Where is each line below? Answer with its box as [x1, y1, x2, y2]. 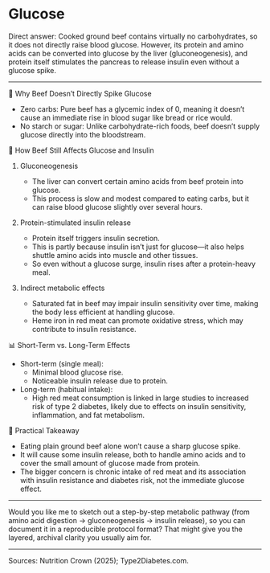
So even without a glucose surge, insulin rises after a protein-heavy [31, 259, 256, 268]
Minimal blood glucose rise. [31, 367, 124, 377]
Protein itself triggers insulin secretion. [31, 233, 161, 243]
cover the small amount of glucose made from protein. [19, 458, 201, 468]
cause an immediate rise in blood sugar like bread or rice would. [19, 113, 233, 122]
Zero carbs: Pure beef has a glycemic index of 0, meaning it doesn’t [19, 104, 245, 113]
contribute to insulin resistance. [31, 324, 137, 334]
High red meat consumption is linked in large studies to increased [31, 393, 249, 403]
